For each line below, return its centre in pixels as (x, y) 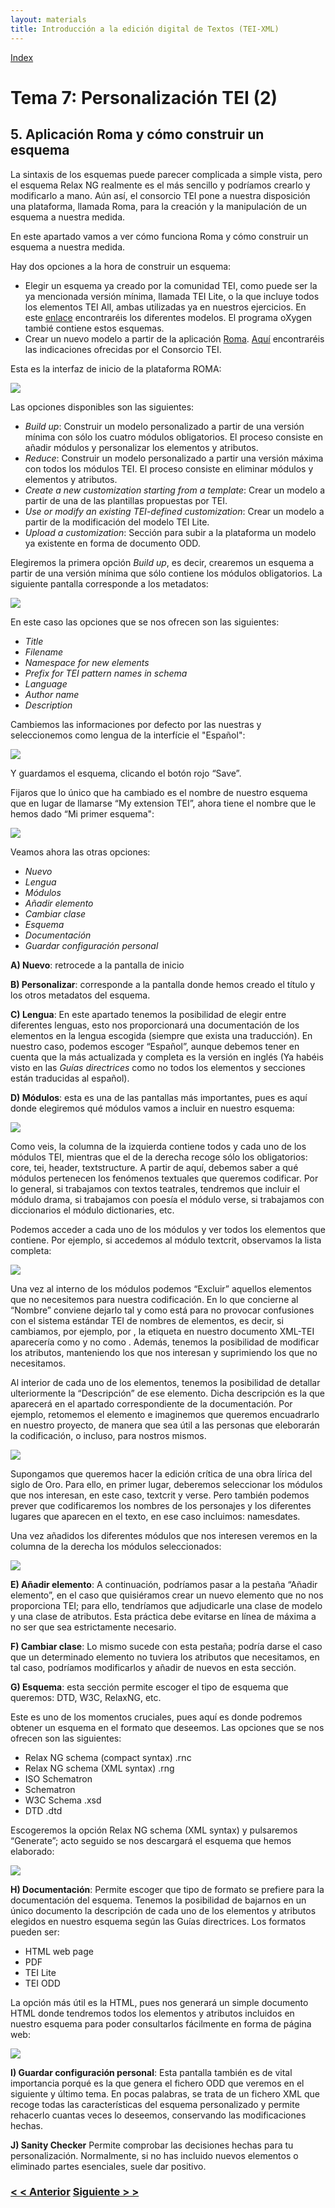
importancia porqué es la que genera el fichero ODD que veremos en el (157, 2083)
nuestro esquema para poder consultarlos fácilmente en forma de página (161, 2023)
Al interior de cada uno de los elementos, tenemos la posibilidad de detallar (165, 1382)
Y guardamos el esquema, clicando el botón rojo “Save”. (126, 773)
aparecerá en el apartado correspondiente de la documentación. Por (151, 1403)
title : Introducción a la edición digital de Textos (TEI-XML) (145, 29)
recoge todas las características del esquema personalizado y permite (155, 2104)
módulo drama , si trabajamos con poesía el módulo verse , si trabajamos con (167, 1199)
